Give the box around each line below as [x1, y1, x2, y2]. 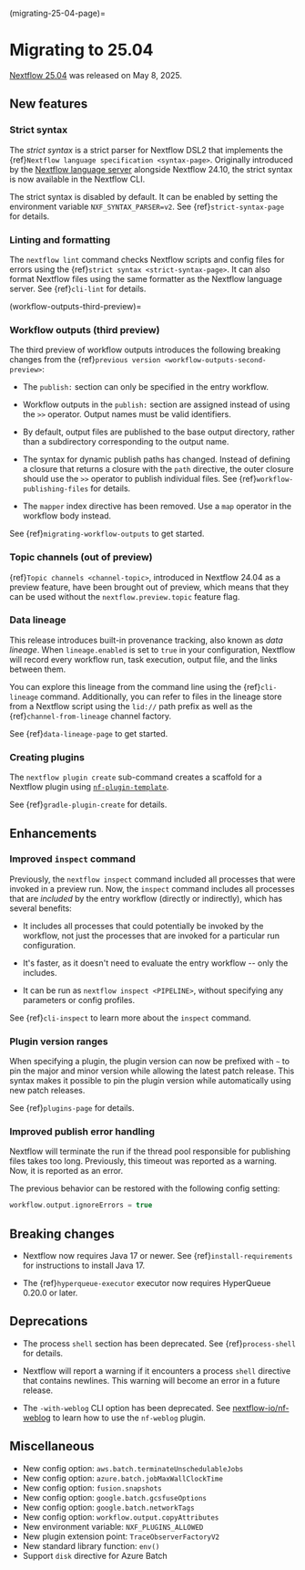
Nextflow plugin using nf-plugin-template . [9, 781, 169, 792]
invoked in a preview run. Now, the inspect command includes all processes [9, 883, 295, 894]
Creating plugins [9, 750, 85, 763]
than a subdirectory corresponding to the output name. [22, 436, 229, 447]
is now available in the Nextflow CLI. [9, 173, 146, 184]
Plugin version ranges [9, 1035, 109, 1048]
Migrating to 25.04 [9, 40, 154, 60]
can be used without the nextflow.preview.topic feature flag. [9, 591, 240, 602]
